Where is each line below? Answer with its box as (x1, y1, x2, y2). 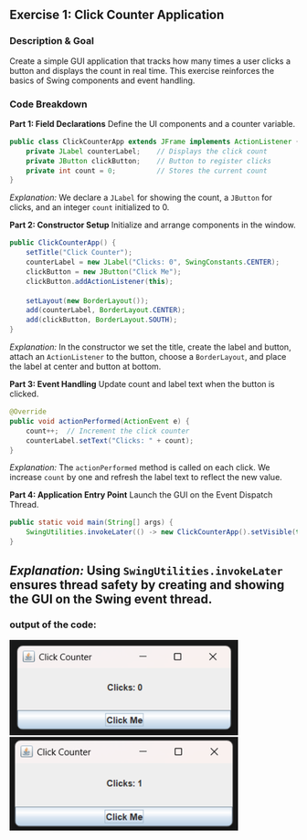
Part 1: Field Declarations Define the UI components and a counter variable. (9, 118, 296, 129)
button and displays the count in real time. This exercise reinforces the (9, 65, 275, 76)
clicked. (9, 388, 39, 400)
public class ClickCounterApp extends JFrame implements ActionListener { (9, 137, 301, 146)
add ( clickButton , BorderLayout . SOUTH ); (26, 315, 178, 325)
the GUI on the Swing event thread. (9, 591, 213, 606)
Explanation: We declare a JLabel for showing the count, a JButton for (9, 192, 272, 204)
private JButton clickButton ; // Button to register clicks (26, 156, 272, 165)
